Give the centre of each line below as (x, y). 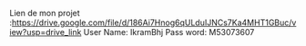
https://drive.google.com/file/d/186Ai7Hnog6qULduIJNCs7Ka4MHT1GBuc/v (154, 23)
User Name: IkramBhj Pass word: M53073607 (169, 32)
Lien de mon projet (45, 13)
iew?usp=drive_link (46, 32)
